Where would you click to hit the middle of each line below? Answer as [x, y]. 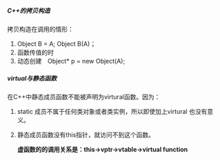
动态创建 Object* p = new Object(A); [71, 61]
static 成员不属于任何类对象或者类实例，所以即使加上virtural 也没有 [112, 111]
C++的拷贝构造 [29, 10]
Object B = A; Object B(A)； [57, 43]
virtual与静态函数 [32, 78]
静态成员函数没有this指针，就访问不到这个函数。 [86, 134]
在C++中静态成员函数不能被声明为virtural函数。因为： [84, 97]
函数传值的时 [35, 52]
